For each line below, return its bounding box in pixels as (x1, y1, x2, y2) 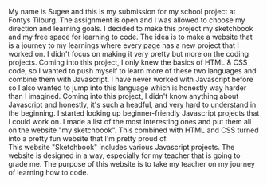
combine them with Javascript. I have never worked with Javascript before (8, 75, 253, 84)
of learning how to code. (8, 167, 89, 177)
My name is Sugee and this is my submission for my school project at (8, 7, 236, 16)
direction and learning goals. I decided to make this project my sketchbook (8, 24, 253, 33)
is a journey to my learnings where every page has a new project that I (8, 41, 239, 50)
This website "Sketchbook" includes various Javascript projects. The (8, 143, 235, 152)
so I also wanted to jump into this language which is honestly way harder (8, 83, 247, 92)
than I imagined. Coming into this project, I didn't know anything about (8, 92, 239, 100)
